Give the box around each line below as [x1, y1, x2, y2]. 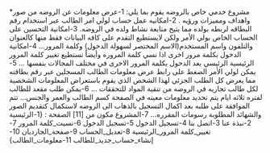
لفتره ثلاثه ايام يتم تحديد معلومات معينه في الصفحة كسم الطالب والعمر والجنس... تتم [9, 93, 263, 101]
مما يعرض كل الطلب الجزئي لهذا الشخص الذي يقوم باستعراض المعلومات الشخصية [9, 76, 256, 85]
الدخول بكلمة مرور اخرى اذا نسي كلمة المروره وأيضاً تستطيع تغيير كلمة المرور [9, 50, 242, 59]
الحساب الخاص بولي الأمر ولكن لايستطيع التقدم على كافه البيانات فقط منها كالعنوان [9, 32, 258, 42]
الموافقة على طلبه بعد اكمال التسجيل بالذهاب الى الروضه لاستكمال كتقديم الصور [9, 101, 251, 110]
